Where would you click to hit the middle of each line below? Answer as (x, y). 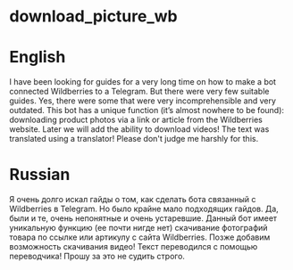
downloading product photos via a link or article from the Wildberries (136, 120)
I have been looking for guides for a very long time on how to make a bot (143, 82)
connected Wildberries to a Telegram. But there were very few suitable (139, 92)
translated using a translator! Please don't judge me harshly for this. (134, 139)
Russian (40, 175)
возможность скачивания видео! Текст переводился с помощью (134, 247)
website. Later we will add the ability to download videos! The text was (139, 129)
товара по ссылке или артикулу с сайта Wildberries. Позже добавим (140, 237)
